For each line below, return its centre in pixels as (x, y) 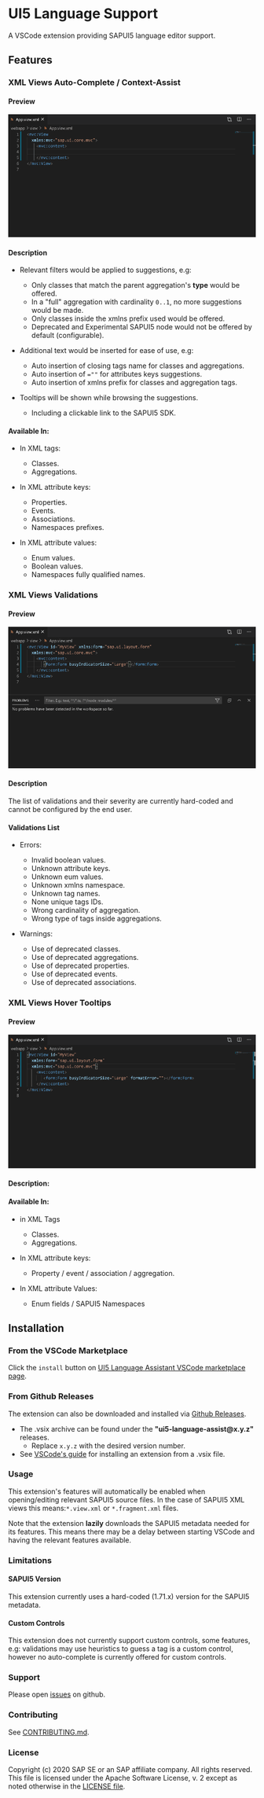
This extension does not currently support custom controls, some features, (129, 1641)
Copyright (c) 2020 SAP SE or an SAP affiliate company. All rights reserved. (130, 1770)
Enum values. (53, 558)
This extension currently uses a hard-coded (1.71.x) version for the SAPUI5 (129, 1596)
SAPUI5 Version (35, 1579)
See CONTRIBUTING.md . (49, 1732)
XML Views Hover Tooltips (60, 1003)
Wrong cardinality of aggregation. (86, 910)
